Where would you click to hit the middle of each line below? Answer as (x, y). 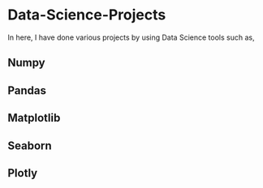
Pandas (27, 90)
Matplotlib (34, 118)
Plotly (23, 173)
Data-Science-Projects (87, 15)
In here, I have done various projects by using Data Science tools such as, (131, 37)
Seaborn (30, 145)
